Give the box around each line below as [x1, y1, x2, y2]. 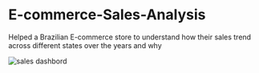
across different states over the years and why [8, 40, 162, 50]
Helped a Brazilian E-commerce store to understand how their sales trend [8, 32, 251, 42]
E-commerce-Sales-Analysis [8, 6, 206, 24]
